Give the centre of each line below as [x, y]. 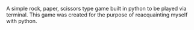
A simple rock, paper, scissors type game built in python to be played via [96, 9]
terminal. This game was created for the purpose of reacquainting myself [97, 15]
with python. [22, 21]
